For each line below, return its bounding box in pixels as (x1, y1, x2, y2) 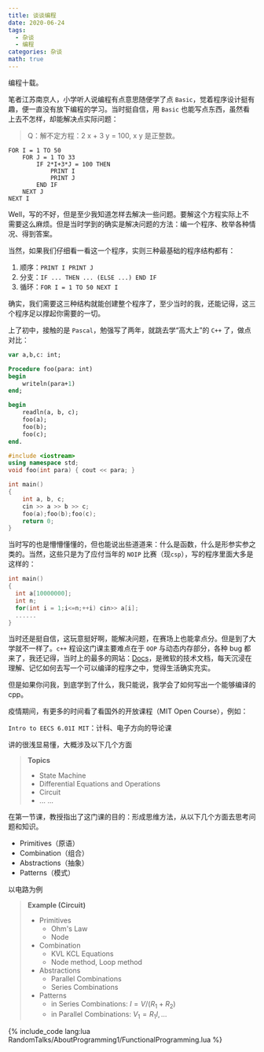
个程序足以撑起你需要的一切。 (8, 308, 104, 318)
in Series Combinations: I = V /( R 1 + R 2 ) (50, 999, 176, 1010)
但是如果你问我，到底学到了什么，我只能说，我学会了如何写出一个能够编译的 (8, 680, 256, 690)
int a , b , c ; (22, 495, 65, 503)
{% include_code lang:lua (8, 1026, 90, 1036)
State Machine (38, 771, 86, 780)
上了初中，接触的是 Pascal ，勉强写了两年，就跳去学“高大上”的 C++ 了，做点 (8, 325, 251, 335)
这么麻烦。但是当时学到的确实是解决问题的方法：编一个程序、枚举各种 (21, 219, 249, 229)
